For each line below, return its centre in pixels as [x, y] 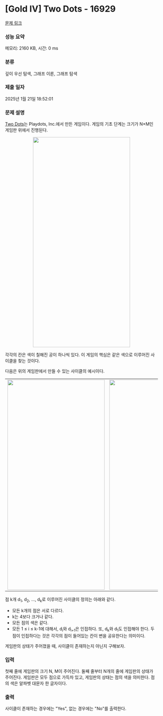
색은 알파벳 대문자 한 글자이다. [39, 683]
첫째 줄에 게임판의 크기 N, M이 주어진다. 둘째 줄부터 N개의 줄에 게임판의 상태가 [79, 671]
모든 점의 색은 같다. [30, 622]
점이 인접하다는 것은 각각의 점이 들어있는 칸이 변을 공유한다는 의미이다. [79, 635]
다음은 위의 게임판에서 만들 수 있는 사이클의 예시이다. [55, 371]
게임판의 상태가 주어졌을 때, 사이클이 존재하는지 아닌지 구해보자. [65, 646]
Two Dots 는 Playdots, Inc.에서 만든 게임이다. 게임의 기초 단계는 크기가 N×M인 [79, 124]
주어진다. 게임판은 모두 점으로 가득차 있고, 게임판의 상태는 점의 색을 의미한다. [77, 677]
